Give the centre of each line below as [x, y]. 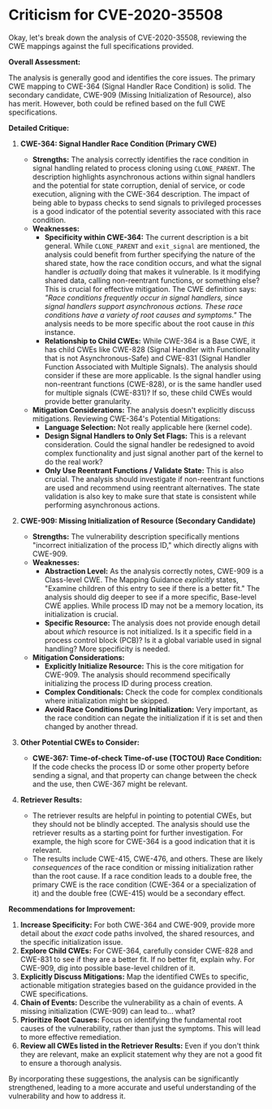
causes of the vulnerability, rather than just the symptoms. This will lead [140, 1028]
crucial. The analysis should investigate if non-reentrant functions [154, 479]
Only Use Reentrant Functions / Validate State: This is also [144, 470]
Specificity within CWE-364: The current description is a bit [147, 237]
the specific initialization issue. [71, 942]
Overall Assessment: [45, 62]
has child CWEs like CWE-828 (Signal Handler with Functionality [152, 349]
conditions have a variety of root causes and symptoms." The [148, 315]
